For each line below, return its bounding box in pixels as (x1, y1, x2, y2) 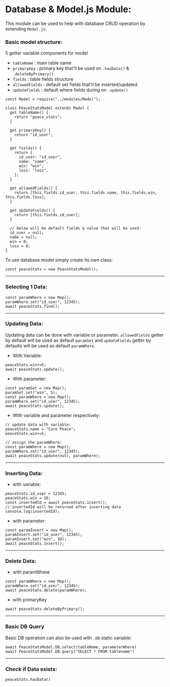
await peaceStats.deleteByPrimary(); (5, 607, 85, 612)
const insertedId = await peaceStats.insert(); (5, 500, 108, 505)
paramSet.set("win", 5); (5, 390, 58, 395)
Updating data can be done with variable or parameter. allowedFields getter (5, 332, 164, 338)
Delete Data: (5, 558, 36, 565)
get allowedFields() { (10, 186, 58, 191)
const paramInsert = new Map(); (5, 528, 73, 533)
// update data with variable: (5, 422, 71, 427)
